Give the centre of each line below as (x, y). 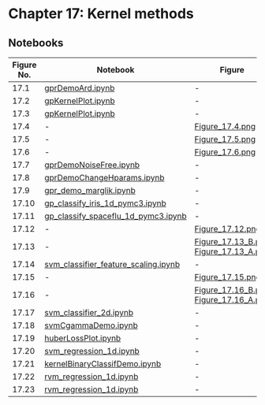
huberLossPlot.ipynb (83, 338)
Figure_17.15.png (228, 277)
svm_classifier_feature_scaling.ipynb (112, 264)
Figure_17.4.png (225, 126)
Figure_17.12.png (228, 229)
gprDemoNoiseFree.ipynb (92, 165)
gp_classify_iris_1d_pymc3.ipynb (106, 203)
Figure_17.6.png (225, 152)
